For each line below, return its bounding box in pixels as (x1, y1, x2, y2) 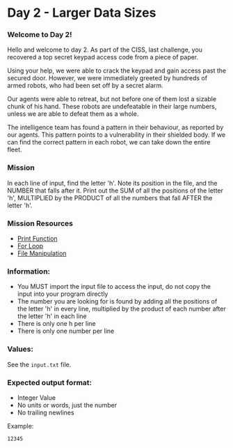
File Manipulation (17, 249, 67, 257)
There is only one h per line (17, 320, 96, 328)
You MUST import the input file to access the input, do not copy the (17, 283, 211, 291)
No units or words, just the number (17, 401, 117, 409)
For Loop (17, 242, 44, 251)
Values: (7, 344, 33, 354)
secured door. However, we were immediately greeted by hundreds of (7, 74, 207, 82)
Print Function (17, 234, 58, 243)
